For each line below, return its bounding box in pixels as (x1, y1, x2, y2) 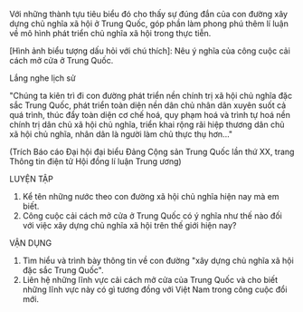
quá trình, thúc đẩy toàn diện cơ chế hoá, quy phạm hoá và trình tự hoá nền (9, 110, 291, 120)
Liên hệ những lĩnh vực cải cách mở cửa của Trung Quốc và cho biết (22, 275, 279, 285)
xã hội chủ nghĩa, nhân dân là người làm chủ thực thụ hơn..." (9, 129, 233, 140)
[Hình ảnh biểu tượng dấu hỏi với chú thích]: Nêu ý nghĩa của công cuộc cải (9, 45, 291, 56)
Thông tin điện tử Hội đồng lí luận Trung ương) (9, 156, 183, 167)
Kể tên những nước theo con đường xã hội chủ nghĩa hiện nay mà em (22, 191, 279, 201)
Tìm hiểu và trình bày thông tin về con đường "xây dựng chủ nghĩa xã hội (22, 255, 294, 266)
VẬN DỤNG (9, 238, 52, 249)
